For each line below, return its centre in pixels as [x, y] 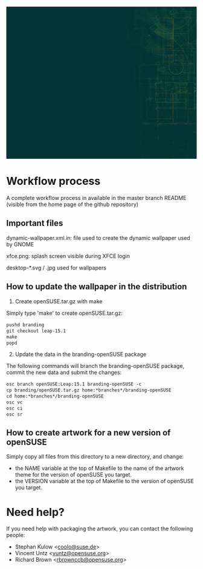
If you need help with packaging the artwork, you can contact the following [100, 529]
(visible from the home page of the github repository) [72, 204]
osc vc [14, 402]
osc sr [14, 414]
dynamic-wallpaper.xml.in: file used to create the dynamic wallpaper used [98, 238]
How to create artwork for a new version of [89, 433]
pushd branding [25, 325]
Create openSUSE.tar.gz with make [59, 301]
